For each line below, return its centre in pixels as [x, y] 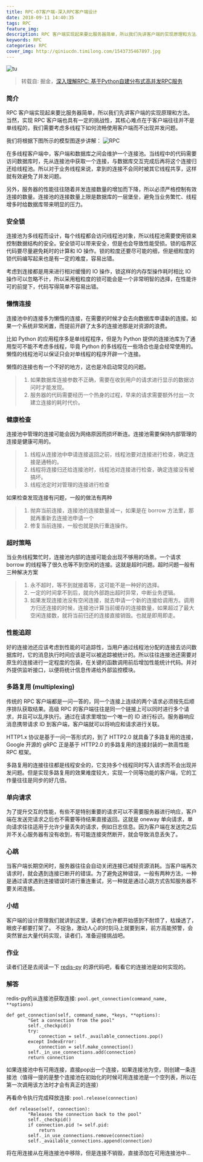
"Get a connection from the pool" [71, 1021]
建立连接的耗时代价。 [56, 402]
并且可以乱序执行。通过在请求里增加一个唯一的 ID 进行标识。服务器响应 [105, 716]
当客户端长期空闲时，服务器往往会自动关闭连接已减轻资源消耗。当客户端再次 [101, 866]
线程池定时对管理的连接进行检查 [70, 484]
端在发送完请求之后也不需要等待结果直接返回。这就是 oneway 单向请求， [97, 820]
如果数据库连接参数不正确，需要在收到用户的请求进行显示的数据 [109, 379]
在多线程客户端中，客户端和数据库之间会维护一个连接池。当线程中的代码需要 [101, 154]
